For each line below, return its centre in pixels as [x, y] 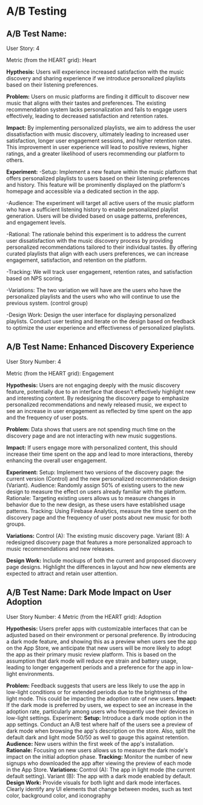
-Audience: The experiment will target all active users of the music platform [100, 203]
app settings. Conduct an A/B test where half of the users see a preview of [99, 724]
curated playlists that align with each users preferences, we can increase [98, 253]
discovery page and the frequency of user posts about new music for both [99, 517]
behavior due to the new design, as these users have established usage [96, 504]
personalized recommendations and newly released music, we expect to [97, 404]
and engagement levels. [36, 222]
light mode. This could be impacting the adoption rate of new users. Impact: [101, 699]
